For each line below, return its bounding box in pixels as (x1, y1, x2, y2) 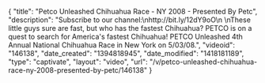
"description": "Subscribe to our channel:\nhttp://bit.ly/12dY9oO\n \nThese (8, 15, 252, 25)
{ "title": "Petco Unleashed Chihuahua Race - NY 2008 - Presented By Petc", (8, 7, 258, 16)
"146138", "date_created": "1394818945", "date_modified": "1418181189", (8, 49, 244, 58)
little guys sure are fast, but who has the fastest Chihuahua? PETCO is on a (8, 24, 252, 32)
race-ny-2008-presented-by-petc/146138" (8, 66, 148, 74)
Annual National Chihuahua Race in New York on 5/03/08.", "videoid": (8, 40, 236, 50)
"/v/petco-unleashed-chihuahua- (149, 57, 258, 66)
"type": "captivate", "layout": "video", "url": (8, 57, 148, 66)
